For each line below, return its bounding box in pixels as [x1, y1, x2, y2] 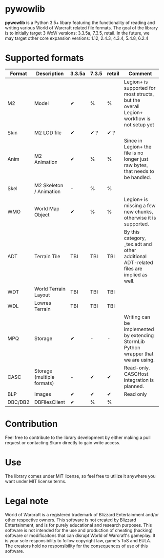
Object [34, 211, 50, 218]
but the [123, 97, 141, 103]
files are [123, 265, 143, 272]
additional [123, 253, 147, 260]
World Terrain [34, 285, 66, 292]
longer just [123, 155, 149, 162]
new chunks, [123, 208, 153, 215]
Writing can [123, 314, 150, 320]
